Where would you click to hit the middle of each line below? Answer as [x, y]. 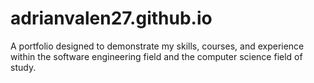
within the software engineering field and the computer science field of [156, 56]
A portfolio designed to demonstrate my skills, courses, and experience [157, 46]
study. [23, 67]
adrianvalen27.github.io [111, 18]
